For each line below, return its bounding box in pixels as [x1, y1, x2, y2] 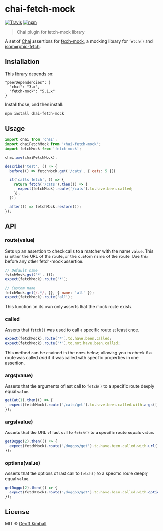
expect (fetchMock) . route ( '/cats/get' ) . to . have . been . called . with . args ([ [9, 402, 158, 407]
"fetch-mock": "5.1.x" [9, 89, 55, 94]
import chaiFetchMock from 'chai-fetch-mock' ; [5, 142, 101, 147]
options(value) [5, 459, 40, 466]
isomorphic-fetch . [5, 43, 41, 49]
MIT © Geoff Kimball [5, 521, 47, 527]
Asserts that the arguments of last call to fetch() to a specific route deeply [5, 383, 155, 389]
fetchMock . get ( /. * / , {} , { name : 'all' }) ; [5, 290, 95, 295]
